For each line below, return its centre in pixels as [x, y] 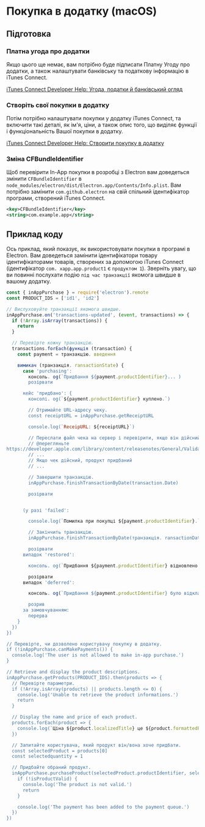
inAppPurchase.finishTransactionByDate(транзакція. [95, 538]
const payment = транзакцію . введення [67, 354]
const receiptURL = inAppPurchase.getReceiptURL [91, 416]
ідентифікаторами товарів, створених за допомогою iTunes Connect [95, 262]
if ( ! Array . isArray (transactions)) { [60, 321]
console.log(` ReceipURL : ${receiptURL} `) [82, 427]
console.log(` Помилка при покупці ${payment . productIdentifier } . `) [116, 521]
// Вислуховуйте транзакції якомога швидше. [64, 309]
